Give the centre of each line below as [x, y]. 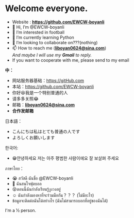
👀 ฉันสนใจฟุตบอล [27, 184]
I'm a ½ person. [21, 210]
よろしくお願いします [33, 137]
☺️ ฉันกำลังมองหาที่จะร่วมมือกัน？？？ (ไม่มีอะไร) [53, 195]
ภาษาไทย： [15, 168]
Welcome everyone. [47, 8]
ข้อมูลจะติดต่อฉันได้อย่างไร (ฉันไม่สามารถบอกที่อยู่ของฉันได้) [60, 201]
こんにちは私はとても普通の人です [46, 131]
